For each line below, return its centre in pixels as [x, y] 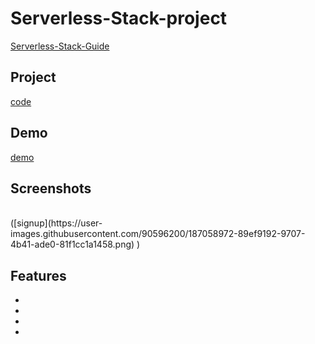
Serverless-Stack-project [119, 18]
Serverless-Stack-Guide [60, 46]
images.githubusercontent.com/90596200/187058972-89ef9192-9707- [158, 234]
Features [38, 275]
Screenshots [51, 188]
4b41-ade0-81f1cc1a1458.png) [72, 244]
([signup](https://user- [56, 223]
